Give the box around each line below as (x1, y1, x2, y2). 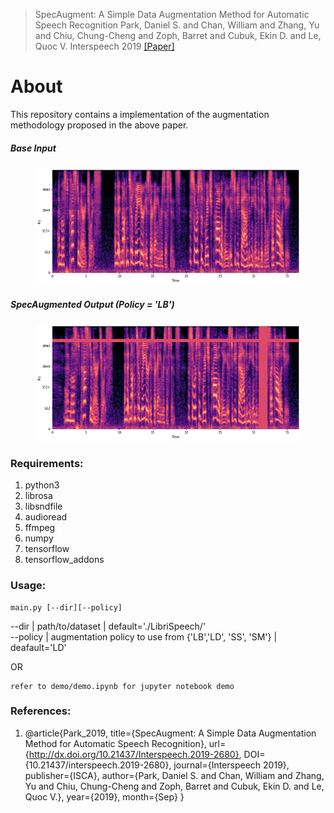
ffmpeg (24, 522, 56, 534)
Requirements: (10, 456, 84, 470)
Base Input (10, 142, 57, 154)
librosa (24, 490, 53, 502)
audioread (24, 511, 68, 523)
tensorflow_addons (24, 554, 105, 566)
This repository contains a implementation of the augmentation (10, 108, 270, 120)
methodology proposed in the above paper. (10, 119, 189, 131)
